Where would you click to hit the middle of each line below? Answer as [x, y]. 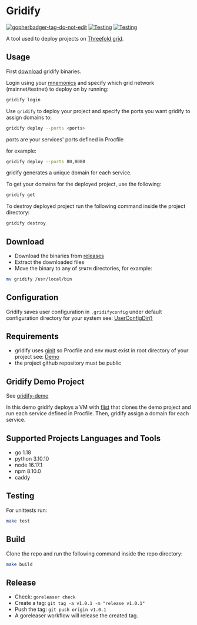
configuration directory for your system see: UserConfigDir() [79, 318]
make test [18, 521]
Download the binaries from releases [59, 256]
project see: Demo [37, 357]
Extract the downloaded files [49, 262]
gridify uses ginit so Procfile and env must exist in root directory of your [101, 350]
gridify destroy [26, 223]
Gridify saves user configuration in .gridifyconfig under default [84, 312]
